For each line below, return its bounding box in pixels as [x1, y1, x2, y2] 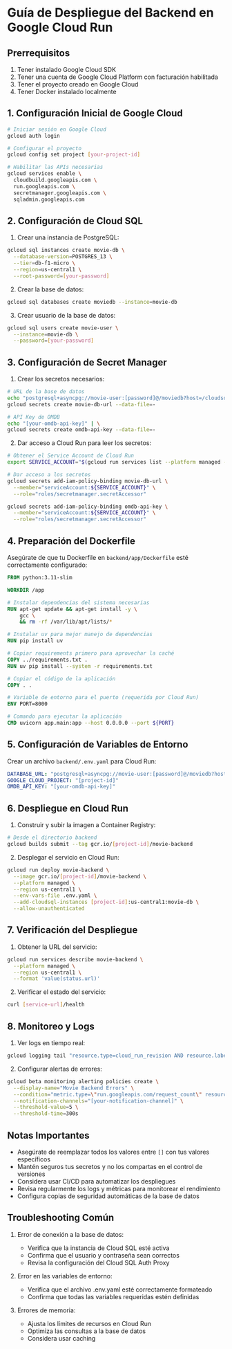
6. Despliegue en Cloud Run [7, 802, 129, 814]
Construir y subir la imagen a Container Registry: [17, 821, 156, 829]
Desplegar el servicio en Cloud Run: [17, 853, 119, 861]
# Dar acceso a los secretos [7, 471, 91, 478]
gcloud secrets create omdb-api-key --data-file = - [7, 426, 156, 433]
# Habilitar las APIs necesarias [7, 164, 104, 171]
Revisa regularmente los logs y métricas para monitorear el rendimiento [17, 1184, 221, 1193]
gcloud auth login [7, 132, 60, 139]
